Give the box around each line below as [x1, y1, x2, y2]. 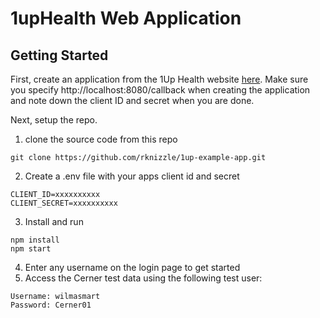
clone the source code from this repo [24, 133, 178, 145]
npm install [10, 235, 60, 245]
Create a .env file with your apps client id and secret [24, 170, 240, 182]
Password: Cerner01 [10, 300, 92, 310]
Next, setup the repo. [10, 114, 98, 126]
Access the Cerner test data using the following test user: [24, 272, 263, 284]
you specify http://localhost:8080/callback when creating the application [10, 84, 311, 96]
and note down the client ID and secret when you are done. [10, 95, 255, 106]
